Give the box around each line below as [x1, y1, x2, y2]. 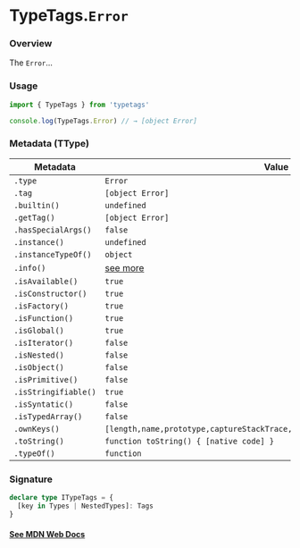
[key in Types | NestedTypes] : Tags [17, 502, 154, 510]
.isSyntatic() [13, 399, 74, 409]
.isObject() [13, 362, 65, 372]
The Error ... [9, 57, 54, 68]
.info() [13, 263, 46, 273]
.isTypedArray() [13, 411, 83, 421]
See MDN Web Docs [9, 529, 86, 540]
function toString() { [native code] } [104, 435, 275, 446]
